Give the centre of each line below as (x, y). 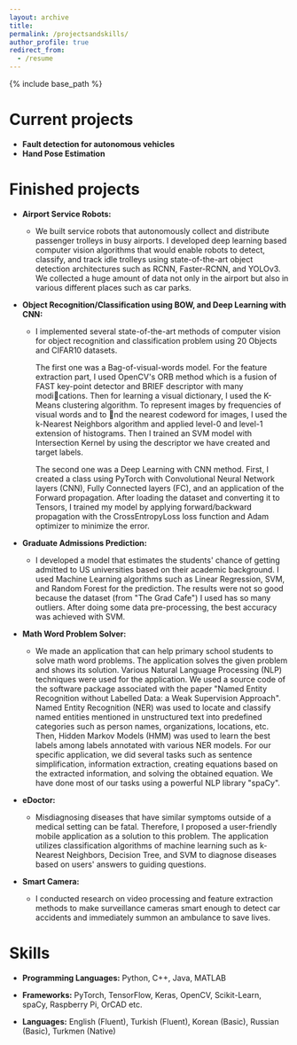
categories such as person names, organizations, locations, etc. (152, 726)
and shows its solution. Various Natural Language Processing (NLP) (158, 669)
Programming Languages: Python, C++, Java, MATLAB (124, 978)
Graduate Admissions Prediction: (85, 542)
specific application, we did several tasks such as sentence (144, 754)
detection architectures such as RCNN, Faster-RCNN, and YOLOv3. (158, 269)
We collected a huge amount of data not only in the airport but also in (162, 278)
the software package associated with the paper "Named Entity (151, 689)
